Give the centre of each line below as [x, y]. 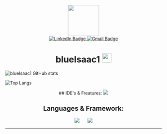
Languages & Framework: [83, 109]
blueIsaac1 [78, 60]
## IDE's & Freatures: [81, 93]
